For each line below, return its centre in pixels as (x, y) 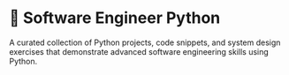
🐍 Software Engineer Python (115, 18)
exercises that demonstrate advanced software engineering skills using (139, 51)
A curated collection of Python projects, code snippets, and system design (145, 42)
